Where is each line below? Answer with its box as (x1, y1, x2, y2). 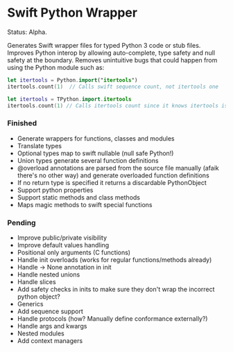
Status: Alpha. (7, 28, 47, 36)
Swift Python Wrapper (7, 5, 137, 21)
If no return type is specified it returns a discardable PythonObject (17, 178, 207, 186)
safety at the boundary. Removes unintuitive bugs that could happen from (7, 55, 218, 64)
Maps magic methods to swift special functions (17, 200, 153, 209)
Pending (7, 218, 36, 227)
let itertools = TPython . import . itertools (7, 96, 132, 103)
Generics (17, 300, 44, 308)
